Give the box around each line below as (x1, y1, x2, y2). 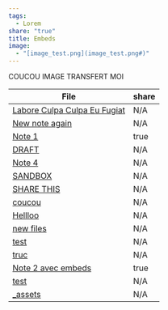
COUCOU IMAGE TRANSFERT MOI (8, 72, 124, 81)
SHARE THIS (12, 184, 61, 194)
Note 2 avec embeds (12, 262, 91, 274)
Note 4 (12, 157, 39, 168)
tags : (8, 11, 27, 20)
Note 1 (12, 131, 39, 142)
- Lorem (15, 19, 42, 28)
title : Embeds (8, 34, 57, 43)
